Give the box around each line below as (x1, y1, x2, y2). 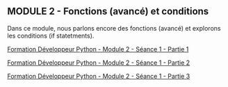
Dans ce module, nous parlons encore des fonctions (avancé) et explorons (7, 24, 221, 32)
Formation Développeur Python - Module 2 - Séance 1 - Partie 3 (7, 72, 190, 80)
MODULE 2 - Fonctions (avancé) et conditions (7, 6, 209, 17)
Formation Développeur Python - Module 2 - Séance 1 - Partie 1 (7, 45, 189, 53)
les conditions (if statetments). (7, 31, 95, 40)
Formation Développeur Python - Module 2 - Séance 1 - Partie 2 (7, 58, 190, 67)
